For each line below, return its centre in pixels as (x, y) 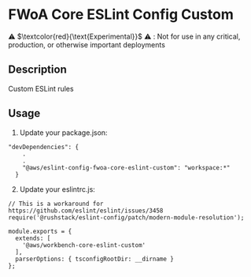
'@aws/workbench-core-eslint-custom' (84, 245)
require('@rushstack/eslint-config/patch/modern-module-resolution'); (126, 217)
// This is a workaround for (56, 204)
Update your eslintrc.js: (57, 189)
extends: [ (33, 238)
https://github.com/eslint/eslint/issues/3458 (86, 211)
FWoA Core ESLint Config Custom (121, 15)
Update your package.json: (63, 133)
